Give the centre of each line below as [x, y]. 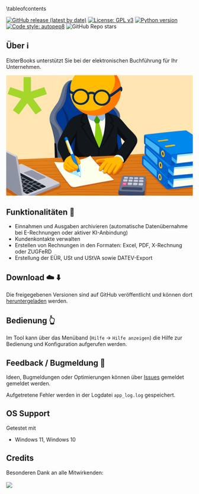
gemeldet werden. [28, 383]
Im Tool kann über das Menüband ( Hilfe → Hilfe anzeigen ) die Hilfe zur [94, 338]
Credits [20, 458]
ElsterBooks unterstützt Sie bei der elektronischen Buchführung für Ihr [92, 60]
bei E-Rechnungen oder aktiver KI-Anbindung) [71, 233]
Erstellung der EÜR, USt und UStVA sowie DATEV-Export [84, 258]
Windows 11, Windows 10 [45, 439]
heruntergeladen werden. [37, 301]
